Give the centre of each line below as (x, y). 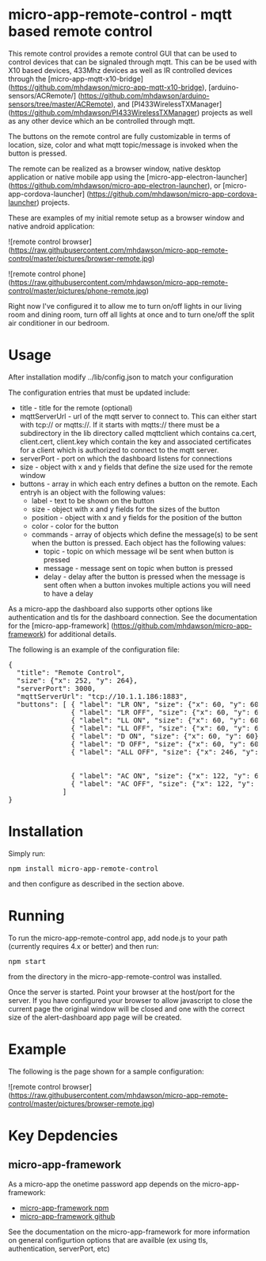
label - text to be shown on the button (93, 500)
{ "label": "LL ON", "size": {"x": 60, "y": (159, 720)
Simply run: (27, 853)
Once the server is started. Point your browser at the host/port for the (122, 992)
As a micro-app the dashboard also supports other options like (110, 608)
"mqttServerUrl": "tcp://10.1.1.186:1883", (102, 696)
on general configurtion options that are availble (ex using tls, (108, 1240)
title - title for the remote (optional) (76, 407)
